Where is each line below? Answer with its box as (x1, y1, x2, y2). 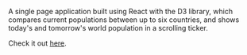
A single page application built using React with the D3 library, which (8, 7, 233, 16)
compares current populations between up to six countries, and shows (8, 15, 240, 24)
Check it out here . (8, 38, 68, 48)
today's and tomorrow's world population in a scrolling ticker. (8, 24, 208, 32)
